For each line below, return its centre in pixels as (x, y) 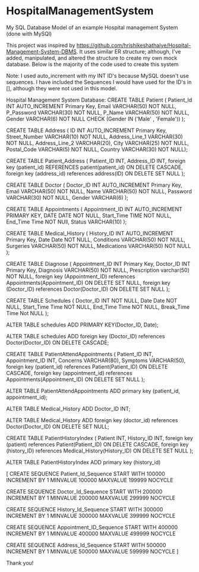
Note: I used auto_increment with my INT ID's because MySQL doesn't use (97, 76)
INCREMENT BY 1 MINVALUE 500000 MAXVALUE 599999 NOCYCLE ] (92, 551)
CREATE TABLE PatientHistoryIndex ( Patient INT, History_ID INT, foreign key (99, 438)
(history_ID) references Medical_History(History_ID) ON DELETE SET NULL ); (100, 451)
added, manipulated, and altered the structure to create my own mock (92, 58)
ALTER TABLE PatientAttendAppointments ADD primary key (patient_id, (93, 391)
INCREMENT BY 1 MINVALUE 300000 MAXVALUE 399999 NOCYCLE (91, 516)
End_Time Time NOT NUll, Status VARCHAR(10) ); (67, 222)
